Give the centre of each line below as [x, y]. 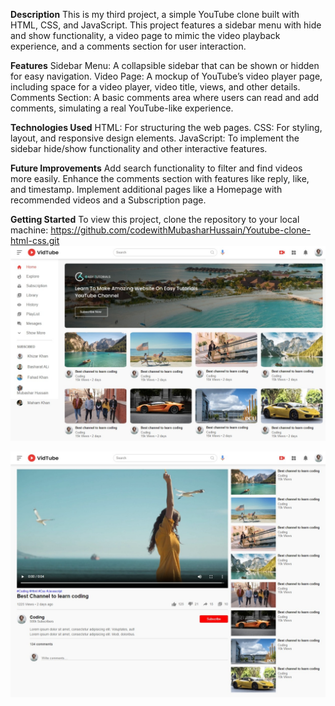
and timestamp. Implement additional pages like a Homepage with [146, 189]
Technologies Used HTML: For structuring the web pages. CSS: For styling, [166, 127]
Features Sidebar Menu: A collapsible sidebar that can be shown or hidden [165, 65]
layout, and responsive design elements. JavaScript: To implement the [155, 138]
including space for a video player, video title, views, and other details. [155, 87]
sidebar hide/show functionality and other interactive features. [139, 148]
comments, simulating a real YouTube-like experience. [122, 108]
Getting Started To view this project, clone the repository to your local [155, 219]
